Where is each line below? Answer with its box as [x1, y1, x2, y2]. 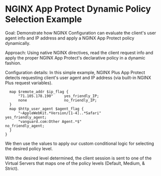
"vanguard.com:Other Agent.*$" [18, 119, 82, 124]
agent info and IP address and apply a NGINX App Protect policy [5, 35, 135, 41]
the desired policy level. [5, 145, 53, 152]
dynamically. [5, 40, 31, 46]
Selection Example [5, 14, 82, 25]
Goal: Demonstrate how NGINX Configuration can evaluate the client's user [5, 30, 156, 36]
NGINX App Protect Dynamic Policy [5, 3, 151, 15]
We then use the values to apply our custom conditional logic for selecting [5, 140, 155, 146]
